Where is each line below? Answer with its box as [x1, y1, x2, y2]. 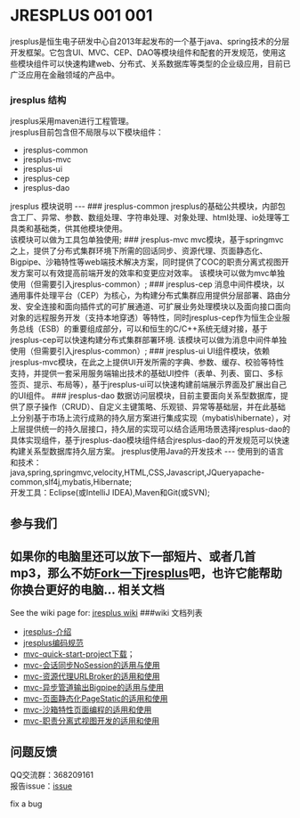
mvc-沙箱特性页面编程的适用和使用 [22, 705, 152, 716]
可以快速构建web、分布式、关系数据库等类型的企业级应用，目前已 [48, 58, 291, 69]
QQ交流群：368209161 [10, 770, 94, 781]
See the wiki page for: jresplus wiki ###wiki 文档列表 [10, 608, 203, 618]
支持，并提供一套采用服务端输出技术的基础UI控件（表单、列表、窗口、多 [10, 368, 276, 379]
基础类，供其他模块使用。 [33, 224, 127, 234]
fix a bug [10, 798, 43, 809]
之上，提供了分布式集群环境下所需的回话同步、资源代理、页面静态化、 [10, 246, 268, 257]
